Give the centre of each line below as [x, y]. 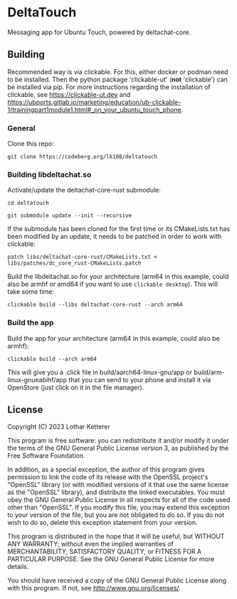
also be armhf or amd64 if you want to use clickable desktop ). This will [113, 284]
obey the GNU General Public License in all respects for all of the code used [119, 500]
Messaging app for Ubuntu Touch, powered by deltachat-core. [99, 32]
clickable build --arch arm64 [52, 359]
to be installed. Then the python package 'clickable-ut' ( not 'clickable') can [117, 79]
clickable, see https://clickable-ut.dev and [69, 94]
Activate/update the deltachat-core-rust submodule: [84, 190]
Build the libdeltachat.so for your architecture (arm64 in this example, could [118, 277]
